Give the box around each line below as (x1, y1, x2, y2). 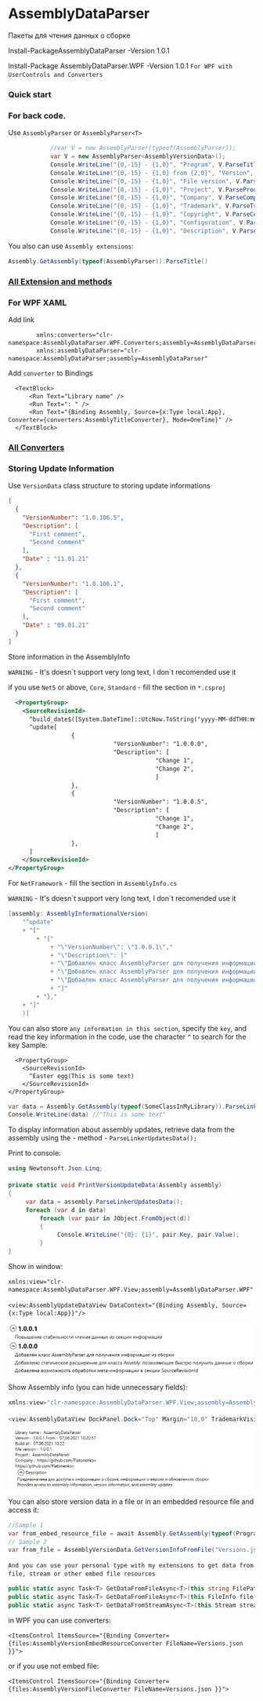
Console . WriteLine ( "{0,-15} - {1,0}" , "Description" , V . (49, 227, 240, 235)
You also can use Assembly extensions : (8, 241, 135, 251)
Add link (8, 315, 35, 324)
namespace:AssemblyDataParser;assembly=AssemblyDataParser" (8, 354, 209, 362)
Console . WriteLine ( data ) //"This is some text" (8, 1110, 167, 1119)
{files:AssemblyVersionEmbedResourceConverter (8, 1639, 163, 1648)
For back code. (8, 110, 67, 121)
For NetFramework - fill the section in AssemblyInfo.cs (8, 879, 178, 888)
